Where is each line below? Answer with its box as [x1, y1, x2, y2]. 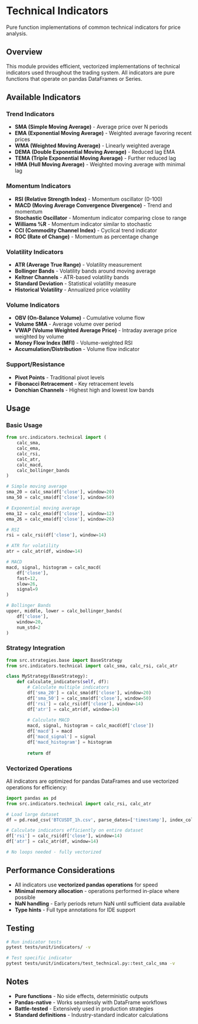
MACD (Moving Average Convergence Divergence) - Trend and [14, 202, 172, 209]
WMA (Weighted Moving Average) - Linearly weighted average [14, 142, 170, 149]
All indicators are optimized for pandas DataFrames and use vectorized [6, 777, 179, 785]
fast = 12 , [16, 575, 38, 582]
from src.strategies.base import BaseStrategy [6, 657, 123, 663]
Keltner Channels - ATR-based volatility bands [14, 274, 129, 281]
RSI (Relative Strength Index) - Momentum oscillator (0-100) [14, 195, 163, 202]
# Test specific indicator [6, 955, 72, 961]
